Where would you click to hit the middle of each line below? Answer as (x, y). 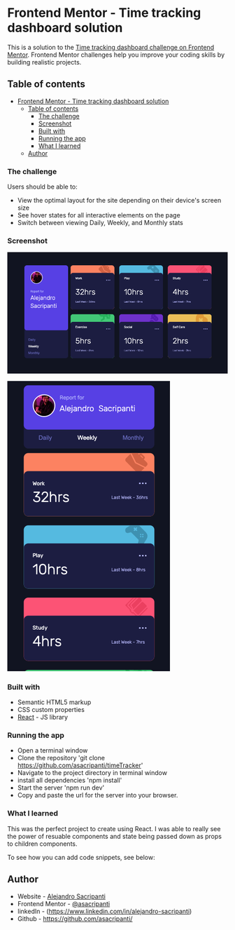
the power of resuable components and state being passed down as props (115, 836)
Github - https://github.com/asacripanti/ (75, 918)
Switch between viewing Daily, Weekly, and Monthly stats (100, 223)
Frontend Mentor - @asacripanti (64, 903)
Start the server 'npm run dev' (61, 788)
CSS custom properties (51, 710)
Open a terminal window (52, 750)
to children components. (43, 844)
